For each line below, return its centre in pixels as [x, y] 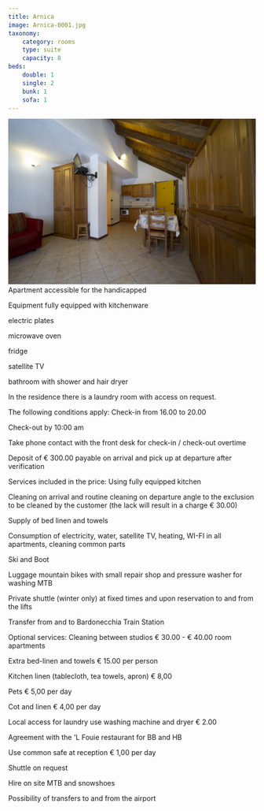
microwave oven [35, 336]
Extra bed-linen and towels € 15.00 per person [83, 660]
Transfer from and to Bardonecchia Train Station [86, 622]
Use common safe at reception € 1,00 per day [82, 752]
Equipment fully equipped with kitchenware [79, 305]
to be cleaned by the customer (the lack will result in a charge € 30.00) [123, 505]
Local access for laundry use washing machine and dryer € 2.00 [113, 722]
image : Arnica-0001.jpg [47, 25]
